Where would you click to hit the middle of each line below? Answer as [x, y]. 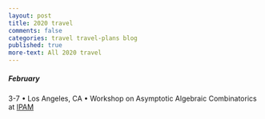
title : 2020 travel [41, 23]
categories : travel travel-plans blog [73, 38]
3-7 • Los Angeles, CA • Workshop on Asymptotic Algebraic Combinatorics [133, 98]
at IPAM [21, 107]
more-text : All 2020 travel [55, 53]
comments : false [35, 30]
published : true [35, 46]
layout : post [30, 16]
